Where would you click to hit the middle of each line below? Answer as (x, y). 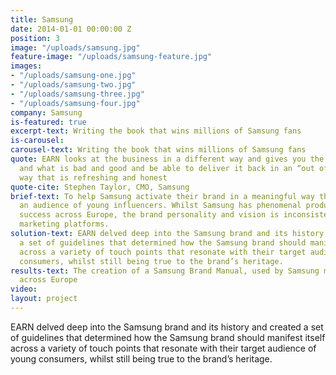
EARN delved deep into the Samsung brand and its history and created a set (167, 327)
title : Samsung (42, 19)
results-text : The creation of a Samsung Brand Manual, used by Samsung (165, 271)
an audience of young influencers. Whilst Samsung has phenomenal (160, 206)
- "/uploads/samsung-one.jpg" (73, 76)
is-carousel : (37, 141)
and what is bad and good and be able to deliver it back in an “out (167, 168)
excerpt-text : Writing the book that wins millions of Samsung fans (156, 131)
